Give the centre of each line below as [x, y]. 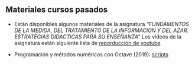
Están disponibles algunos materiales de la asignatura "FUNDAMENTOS [102, 24]
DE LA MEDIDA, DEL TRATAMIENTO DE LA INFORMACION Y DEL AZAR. [101, 30]
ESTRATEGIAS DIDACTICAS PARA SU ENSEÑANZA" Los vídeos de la [97, 36]
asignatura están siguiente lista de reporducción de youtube [87, 43]
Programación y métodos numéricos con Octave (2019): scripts [91, 54]
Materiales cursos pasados [57, 10]
